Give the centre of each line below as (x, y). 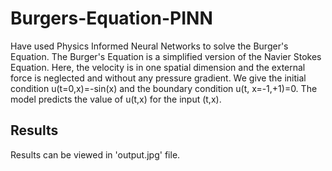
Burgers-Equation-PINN (111, 18)
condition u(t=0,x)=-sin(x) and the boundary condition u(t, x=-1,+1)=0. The (164, 88)
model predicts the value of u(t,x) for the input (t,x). (116, 99)
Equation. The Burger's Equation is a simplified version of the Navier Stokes (166, 56)
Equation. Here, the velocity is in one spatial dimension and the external (158, 67)
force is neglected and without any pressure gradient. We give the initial (158, 78)
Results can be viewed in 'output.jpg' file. (95, 154)
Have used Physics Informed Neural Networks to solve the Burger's (149, 46)
